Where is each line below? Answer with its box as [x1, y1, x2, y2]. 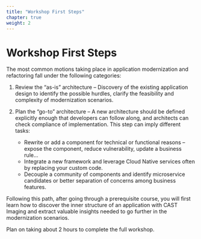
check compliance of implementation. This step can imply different [14, 121, 181, 128]
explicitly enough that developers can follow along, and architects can [14, 115, 189, 122]
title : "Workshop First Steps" [6, 8, 85, 15]
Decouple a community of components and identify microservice [23, 171, 185, 178]
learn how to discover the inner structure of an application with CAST [6, 202, 178, 209]
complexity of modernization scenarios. [14, 97, 114, 104]
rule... [23, 151, 39, 159]
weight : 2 [6, 20, 31, 26]
